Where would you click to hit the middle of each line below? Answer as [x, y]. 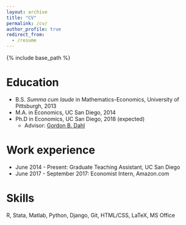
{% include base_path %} [38, 58]
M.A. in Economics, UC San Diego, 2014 [65, 112]
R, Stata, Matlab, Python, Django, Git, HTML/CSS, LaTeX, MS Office [91, 215]
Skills [20, 198]
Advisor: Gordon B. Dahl [55, 125]
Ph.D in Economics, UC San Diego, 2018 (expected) [80, 119]
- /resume [24, 40]
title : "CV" [21, 18]
